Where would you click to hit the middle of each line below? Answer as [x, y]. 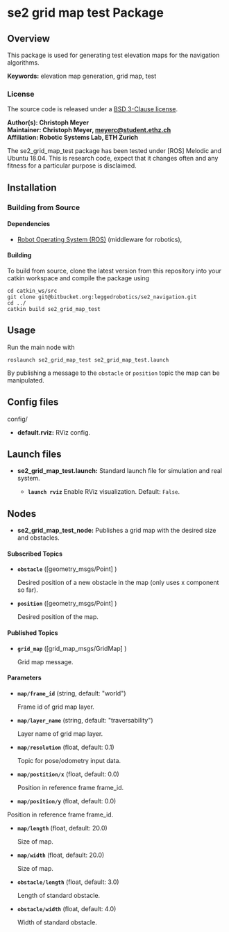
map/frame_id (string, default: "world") [71, 693]
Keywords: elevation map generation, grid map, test [82, 76]
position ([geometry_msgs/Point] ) [67, 604]
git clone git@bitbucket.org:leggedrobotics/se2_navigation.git [102, 297]
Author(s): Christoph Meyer [48, 122]
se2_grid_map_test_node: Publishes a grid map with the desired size [117, 531]
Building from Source [44, 207]
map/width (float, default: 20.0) [61, 855]
